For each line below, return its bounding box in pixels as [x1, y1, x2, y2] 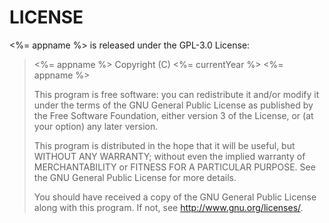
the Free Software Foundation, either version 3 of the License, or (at [33, 109, 314, 121]
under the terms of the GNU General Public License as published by [33, 99, 314, 111]
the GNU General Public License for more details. [33, 171, 237, 183]
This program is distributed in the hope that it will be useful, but [33, 139, 296, 151]
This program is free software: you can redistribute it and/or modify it [33, 88, 320, 100]
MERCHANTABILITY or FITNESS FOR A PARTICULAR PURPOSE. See [33, 161, 316, 173]
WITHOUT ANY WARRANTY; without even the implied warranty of [33, 150, 306, 162]
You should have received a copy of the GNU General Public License [33, 191, 317, 203]
